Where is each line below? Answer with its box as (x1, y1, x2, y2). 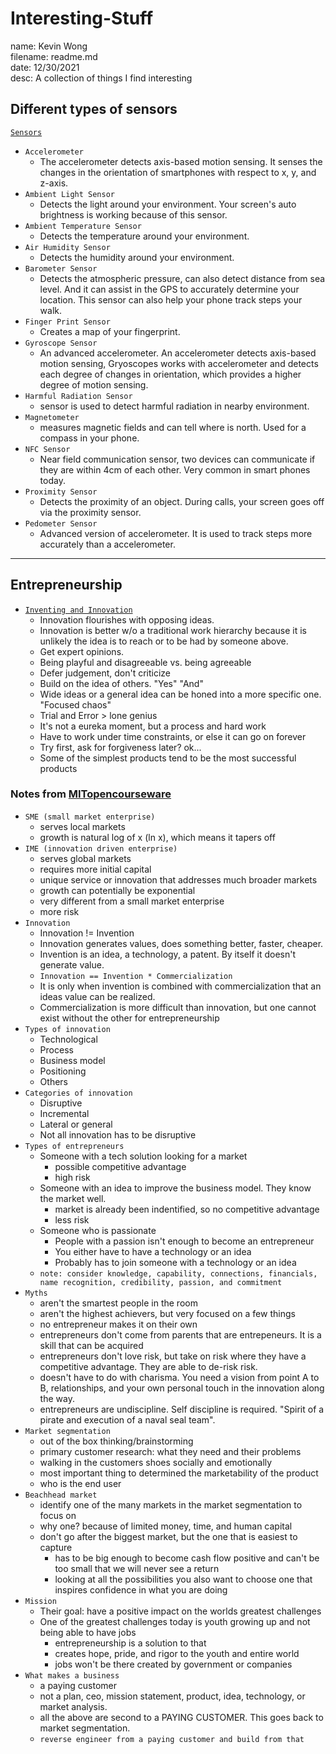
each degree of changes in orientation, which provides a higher (39, 368, 302, 380)
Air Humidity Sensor (24, 242, 111, 252)
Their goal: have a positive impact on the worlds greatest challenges (39, 1605, 322, 1617)
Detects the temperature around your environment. (39, 230, 250, 242)
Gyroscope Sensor (24, 338, 98, 348)
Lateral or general (39, 1118, 113, 1130)
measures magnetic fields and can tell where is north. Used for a (39, 421, 307, 433)
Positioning (39, 1065, 87, 1077)
